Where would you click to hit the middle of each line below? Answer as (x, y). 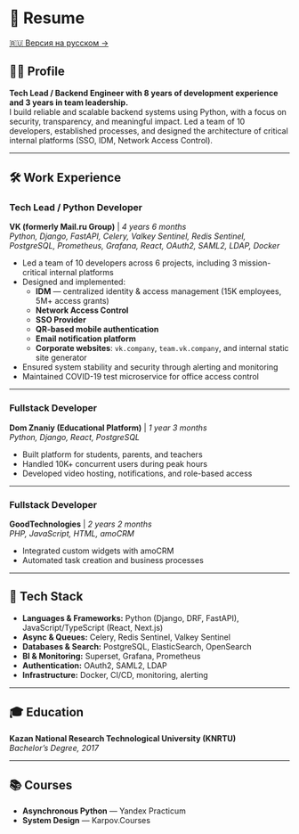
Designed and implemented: (74, 282)
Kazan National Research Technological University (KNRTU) (123, 738)
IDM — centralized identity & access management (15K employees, (158, 291)
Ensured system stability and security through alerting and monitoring (150, 367)
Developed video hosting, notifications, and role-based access (137, 473)
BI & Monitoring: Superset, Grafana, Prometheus (111, 656)
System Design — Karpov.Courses (86, 821)
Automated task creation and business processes (113, 560)
